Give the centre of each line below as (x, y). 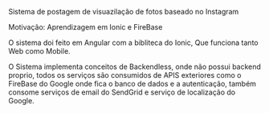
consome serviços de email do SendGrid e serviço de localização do (122, 92)
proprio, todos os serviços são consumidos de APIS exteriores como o (125, 75)
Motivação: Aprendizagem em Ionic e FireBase (86, 27)
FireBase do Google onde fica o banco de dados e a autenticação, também (132, 84)
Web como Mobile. (39, 51)
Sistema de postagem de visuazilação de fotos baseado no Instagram (124, 12)
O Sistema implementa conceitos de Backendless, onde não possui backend (134, 67)
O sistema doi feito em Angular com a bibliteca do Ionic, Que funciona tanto (133, 42)
